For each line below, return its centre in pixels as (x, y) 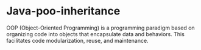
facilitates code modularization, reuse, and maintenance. (77, 40)
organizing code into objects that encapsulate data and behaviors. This (95, 34)
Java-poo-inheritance (63, 11)
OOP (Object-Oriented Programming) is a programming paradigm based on (100, 28)
